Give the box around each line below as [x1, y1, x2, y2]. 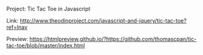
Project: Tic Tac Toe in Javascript [6, 5, 90, 12]
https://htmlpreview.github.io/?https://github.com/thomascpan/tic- [29, 35, 197, 42]
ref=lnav [6, 24, 28, 31]
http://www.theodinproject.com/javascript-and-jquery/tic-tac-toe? [20, 17, 187, 24]
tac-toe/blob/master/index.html [6, 42, 86, 49]
